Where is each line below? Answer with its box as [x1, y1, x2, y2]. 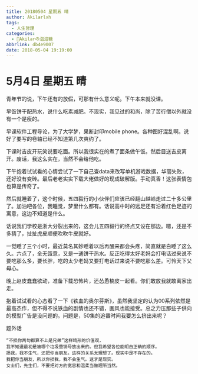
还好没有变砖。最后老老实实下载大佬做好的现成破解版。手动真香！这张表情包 [6, 175, 192, 182]
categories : [6, 31, 35, 37]
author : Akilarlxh [6, 14, 51, 20]
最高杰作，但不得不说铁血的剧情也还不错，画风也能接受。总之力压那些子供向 [6, 304, 192, 311]
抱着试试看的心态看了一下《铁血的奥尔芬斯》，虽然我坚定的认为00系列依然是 [6, 297, 191, 304]
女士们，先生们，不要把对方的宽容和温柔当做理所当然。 [6, 362, 121, 369]
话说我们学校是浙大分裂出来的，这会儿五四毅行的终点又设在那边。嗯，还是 [6, 223, 187, 230]
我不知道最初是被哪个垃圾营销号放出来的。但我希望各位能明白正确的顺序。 [6, 344, 160, 350]
